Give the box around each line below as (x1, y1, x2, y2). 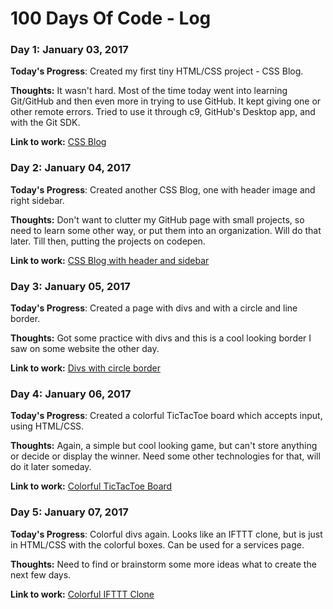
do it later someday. (10, 461, 92, 473)
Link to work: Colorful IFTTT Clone (10, 588, 155, 600)
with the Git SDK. (10, 117, 81, 129)
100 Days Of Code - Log (10, 7, 212, 30)
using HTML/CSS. (10, 420, 85, 432)
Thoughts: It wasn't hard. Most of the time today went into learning (10, 85, 288, 97)
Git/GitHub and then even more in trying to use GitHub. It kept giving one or (10, 95, 322, 107)
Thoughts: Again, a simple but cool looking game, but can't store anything (10, 440, 318, 452)
